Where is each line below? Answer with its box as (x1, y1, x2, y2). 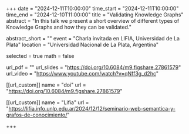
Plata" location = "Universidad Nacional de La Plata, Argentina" (6, 41, 159, 48)
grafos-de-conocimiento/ (6, 111, 67, 118)
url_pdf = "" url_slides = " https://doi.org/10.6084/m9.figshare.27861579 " (6, 64, 181, 71)
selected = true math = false (6, 53, 75, 59)
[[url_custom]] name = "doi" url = (6, 81, 86, 88)
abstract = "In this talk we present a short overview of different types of (6, 18, 180, 24)
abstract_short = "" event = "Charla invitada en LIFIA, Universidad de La (6, 35, 180, 42)
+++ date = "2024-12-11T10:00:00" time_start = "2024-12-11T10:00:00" (6, 5, 179, 12)
